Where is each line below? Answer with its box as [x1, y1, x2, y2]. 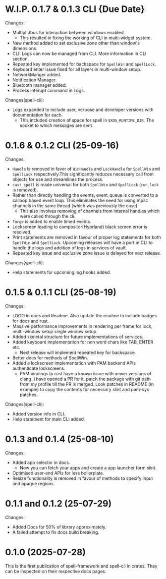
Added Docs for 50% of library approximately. [12, 524, 107, 530]
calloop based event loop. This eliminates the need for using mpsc [12, 197, 148, 203]
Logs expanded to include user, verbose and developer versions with [12, 107, 154, 113]
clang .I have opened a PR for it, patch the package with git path [19, 376, 151, 382]
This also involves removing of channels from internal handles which [19, 208, 160, 214]
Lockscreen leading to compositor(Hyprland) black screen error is [12, 224, 148, 230]
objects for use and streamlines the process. [12, 176, 104, 182]
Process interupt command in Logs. [12, 87, 85, 93]
